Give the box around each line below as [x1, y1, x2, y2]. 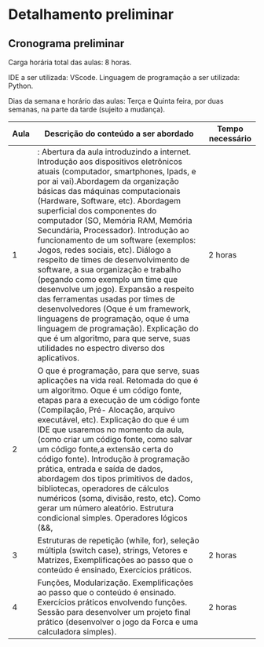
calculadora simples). [37, 627, 117, 637]
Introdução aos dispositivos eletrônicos [37, 156, 183, 166]
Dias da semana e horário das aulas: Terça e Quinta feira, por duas [8, 97, 224, 105]
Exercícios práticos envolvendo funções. [37, 597, 187, 608]
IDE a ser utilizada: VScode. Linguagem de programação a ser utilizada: [8, 73, 240, 82]
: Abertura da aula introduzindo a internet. [37, 147, 191, 157]
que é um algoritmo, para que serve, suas [37, 333, 191, 343]
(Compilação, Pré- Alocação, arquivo [37, 404, 175, 415]
